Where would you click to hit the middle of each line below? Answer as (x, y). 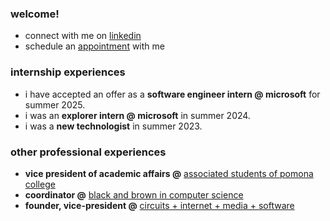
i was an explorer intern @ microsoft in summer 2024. (137, 115)
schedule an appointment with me (94, 46)
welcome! (35, 14)
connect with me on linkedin (83, 36)
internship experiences (68, 72)
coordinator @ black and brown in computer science (134, 194)
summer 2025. (55, 104)
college (40, 184)
